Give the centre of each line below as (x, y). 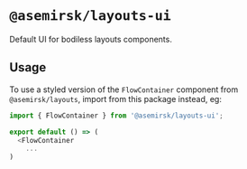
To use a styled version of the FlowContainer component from (124, 89)
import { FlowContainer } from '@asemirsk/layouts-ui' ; (116, 116)
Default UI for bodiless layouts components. (91, 39)
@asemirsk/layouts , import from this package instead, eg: (116, 99)
